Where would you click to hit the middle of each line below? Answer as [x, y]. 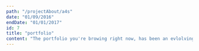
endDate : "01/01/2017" [34, 22]
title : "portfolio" [30, 33]
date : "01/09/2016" [30, 17]
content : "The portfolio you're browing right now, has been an [87, 39]
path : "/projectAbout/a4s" [39, 11]
